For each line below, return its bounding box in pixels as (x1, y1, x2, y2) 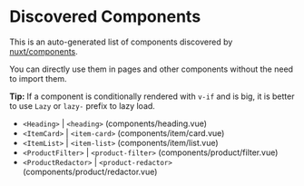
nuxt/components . (9, 45, 79, 56)
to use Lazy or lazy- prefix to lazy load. (9, 100, 156, 111)
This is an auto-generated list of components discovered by (9, 36, 233, 47)
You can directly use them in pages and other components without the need (9, 64, 293, 74)
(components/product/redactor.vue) (22, 166, 158, 177)
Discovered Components (9, 6, 201, 27)
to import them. (9, 73, 67, 83)
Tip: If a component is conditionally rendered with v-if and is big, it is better (9, 91, 295, 102)
